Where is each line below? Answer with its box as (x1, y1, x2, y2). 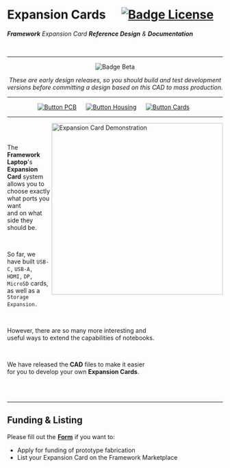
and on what (7, 209, 42, 217)
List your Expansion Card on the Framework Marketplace (16, 453, 178, 461)
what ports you (7, 194, 50, 202)
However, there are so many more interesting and (7, 326, 146, 334)
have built (7, 257, 36, 266)
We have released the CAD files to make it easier (7, 360, 145, 368)
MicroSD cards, (7, 279, 49, 288)
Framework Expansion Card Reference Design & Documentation (7, 30, 194, 38)
